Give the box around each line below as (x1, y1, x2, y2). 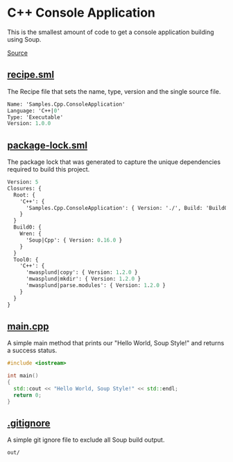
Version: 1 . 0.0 (7, 120, 51, 127)
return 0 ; (13, 391, 42, 399)
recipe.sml (7, 69, 54, 81)
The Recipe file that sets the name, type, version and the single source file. (7, 87, 221, 95)
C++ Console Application (7, 5, 156, 21)
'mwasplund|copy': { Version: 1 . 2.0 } (25, 269, 138, 276)
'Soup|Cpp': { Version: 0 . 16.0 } (25, 236, 123, 244)
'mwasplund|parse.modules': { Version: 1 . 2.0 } (25, 282, 166, 289)
